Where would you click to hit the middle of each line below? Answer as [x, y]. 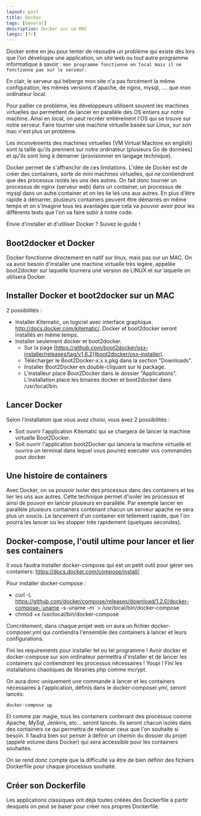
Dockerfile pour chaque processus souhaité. [61, 767]
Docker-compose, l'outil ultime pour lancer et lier [100, 541]
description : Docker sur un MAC [47, 29]
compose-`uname [37, 608]
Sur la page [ [40, 347]
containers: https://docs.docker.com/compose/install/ [73, 572]
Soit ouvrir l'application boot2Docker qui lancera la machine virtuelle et [103, 444]
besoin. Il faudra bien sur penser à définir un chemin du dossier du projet [97, 736]
